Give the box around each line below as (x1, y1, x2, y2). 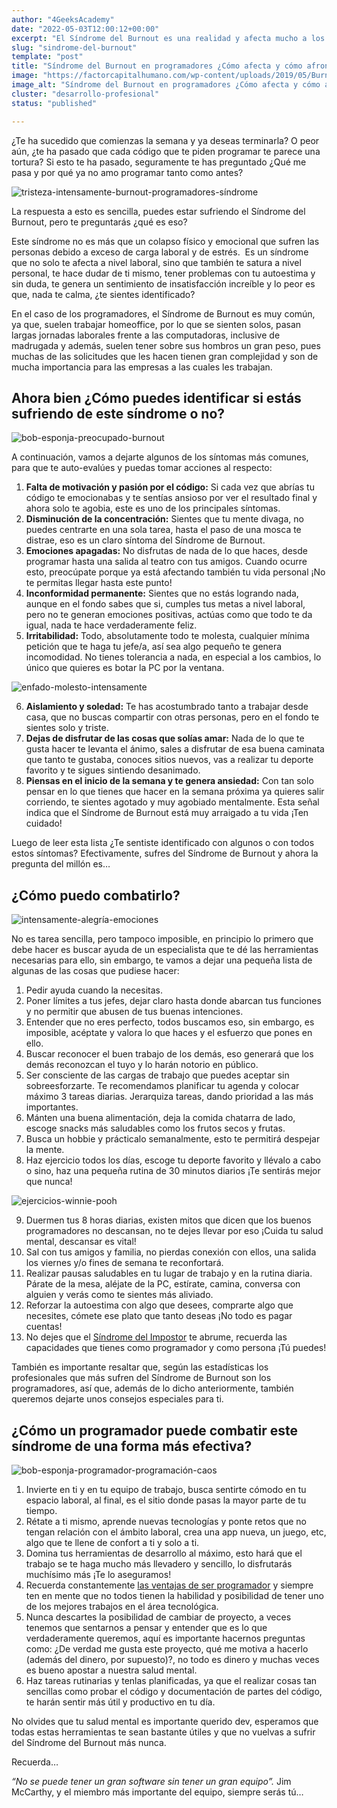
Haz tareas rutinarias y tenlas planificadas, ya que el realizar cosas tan (25, 1674, 318, 1686)
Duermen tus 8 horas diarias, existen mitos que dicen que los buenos (25, 1214, 312, 1226)
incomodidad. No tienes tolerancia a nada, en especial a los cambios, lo (25, 651, 322, 663)
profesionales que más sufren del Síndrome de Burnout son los (11, 1372, 272, 1384)
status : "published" (11, 98, 98, 108)
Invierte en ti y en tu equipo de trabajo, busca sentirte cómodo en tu (25, 1483, 307, 1495)
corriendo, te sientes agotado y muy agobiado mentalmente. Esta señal (25, 796, 320, 808)
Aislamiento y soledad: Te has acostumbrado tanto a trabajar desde (25, 701, 309, 713)
